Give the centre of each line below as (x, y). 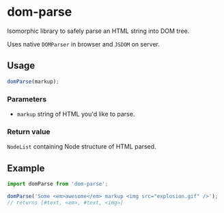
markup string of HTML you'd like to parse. (76, 114)
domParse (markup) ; (33, 82)
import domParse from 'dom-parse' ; (58, 184)
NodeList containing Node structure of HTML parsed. (82, 147)
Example (26, 168)
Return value (29, 131)
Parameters (27, 99)
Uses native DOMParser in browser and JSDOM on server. (84, 44)
